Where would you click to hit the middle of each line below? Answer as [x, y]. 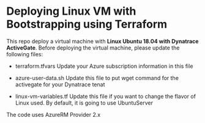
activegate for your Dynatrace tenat [60, 84]
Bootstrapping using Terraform [87, 24]
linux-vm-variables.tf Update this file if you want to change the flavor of [105, 96]
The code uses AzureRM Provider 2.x [54, 114]
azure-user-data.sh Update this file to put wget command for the [97, 78]
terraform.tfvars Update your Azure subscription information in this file [104, 66]
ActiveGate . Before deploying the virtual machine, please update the [93, 48]
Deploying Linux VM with [71, 11]
